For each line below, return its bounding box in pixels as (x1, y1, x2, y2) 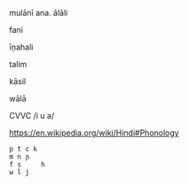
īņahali (9, 42, 34, 52)
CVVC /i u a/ (9, 111, 55, 120)
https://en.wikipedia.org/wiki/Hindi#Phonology (9, 127, 179, 138)
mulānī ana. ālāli (9, 8, 68, 18)
